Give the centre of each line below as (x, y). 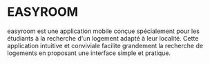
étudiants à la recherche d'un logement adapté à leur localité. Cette (103, 38)
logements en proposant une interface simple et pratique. (89, 53)
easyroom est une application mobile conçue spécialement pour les (104, 31)
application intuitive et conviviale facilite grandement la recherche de (105, 45)
